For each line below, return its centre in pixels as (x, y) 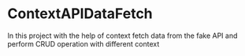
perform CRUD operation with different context (84, 43)
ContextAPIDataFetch (80, 14)
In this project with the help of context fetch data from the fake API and (122, 35)
